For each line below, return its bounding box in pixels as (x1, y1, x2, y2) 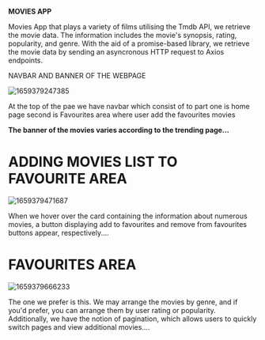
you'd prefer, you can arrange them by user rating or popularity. (8, 305, 216, 315)
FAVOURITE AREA (8, 170, 128, 188)
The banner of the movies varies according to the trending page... (8, 126, 229, 134)
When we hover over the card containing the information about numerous (8, 211, 248, 221)
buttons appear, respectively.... (8, 228, 109, 237)
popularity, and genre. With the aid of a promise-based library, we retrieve (8, 39, 250, 48)
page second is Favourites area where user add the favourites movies (8, 110, 236, 119)
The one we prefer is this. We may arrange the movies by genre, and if (8, 297, 238, 307)
